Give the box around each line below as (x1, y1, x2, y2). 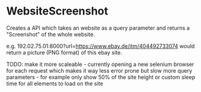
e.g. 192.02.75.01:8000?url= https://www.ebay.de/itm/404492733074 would (6, 42, 195, 50)
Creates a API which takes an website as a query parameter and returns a (6, 24, 190, 31)
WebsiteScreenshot (6, 4, 108, 18)
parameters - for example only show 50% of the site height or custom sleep (6, 73, 196, 80)
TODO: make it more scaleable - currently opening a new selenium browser (6, 61, 195, 68)
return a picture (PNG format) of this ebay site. (6, 48, 122, 56)
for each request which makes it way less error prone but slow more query (6, 67, 193, 74)
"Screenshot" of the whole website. (6, 30, 95, 38)
